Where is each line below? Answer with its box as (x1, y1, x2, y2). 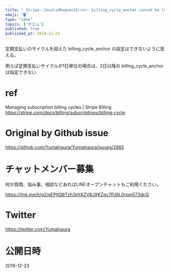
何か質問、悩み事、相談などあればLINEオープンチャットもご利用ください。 (5, 181, 161, 187)
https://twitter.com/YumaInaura (5, 226, 71, 232)
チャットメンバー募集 (5, 164, 94, 175)
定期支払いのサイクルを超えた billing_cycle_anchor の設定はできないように (5, 46, 160, 51)
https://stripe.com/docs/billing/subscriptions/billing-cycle (5, 109, 125, 115)
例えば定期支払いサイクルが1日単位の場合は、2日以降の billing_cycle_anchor (5, 63, 164, 69)
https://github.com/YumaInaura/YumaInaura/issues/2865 (5, 144, 124, 150)
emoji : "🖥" (5, 12, 29, 17)
